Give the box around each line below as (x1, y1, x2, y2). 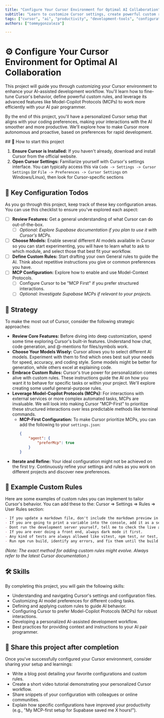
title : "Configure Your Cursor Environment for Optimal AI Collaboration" (5, 7, 161, 12)
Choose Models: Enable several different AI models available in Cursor (12, 238, 155, 244)
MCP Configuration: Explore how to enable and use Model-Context (12, 270, 148, 275)
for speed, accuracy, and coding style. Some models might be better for (12, 359, 157, 365)
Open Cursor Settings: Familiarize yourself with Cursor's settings (12, 159, 144, 165)
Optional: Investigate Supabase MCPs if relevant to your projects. (19, 291, 152, 297)
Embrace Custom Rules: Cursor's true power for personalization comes (12, 370, 157, 375)
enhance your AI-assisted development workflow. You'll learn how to (5, 89, 143, 95)
